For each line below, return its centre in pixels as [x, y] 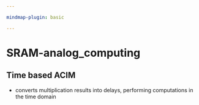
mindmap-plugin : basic [35, 17]
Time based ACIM [41, 75]
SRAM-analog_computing [73, 53]
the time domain [36, 96]
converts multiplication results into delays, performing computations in [104, 90]
